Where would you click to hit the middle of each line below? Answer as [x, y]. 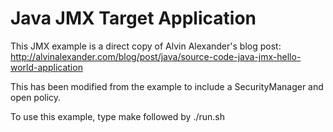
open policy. [36, 97]
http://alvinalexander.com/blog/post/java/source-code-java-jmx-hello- [156, 56]
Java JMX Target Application [133, 18]
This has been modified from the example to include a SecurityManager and [167, 86]
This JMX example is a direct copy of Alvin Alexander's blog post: [146, 46]
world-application [46, 67]
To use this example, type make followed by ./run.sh [117, 116]
